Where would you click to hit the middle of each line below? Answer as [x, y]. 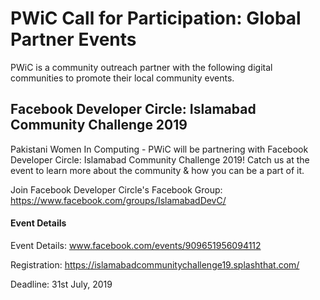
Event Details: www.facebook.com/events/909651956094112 [136, 245]
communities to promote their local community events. [122, 78]
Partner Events [73, 39]
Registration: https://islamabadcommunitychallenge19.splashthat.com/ [155, 264]
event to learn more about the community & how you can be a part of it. [157, 170]
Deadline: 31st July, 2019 [61, 284]
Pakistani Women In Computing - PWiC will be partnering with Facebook [159, 149]
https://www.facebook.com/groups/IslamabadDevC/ [118, 200]
